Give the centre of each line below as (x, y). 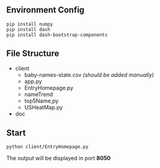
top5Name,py (42, 101)
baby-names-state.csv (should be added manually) (89, 75)
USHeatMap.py (43, 107)
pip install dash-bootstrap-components (57, 35)
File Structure (33, 53)
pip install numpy (30, 24)
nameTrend (38, 94)
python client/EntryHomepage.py (47, 147)
